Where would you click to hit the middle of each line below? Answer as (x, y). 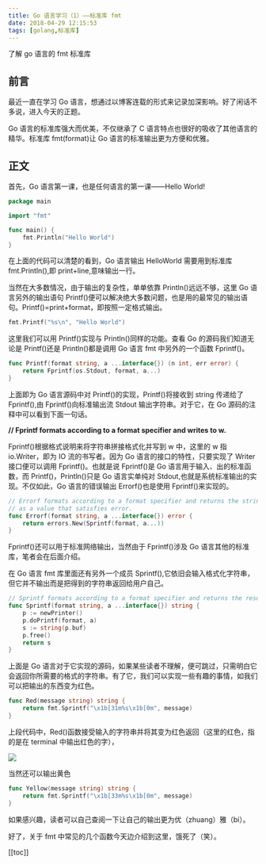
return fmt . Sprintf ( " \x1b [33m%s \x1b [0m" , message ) (108, 796)
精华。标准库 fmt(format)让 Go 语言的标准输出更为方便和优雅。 (111, 139)
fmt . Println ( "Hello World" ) (68, 237)
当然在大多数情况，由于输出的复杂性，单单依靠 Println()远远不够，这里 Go (129, 288)
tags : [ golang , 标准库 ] (44, 30)
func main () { (32, 230)
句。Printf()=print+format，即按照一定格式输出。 (87, 308)
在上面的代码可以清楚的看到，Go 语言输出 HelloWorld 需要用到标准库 (120, 261)
